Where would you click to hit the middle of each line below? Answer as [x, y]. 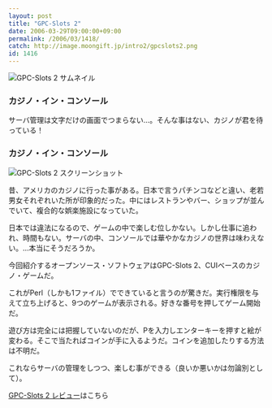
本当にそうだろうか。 [64, 248]
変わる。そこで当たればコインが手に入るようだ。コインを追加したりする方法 [136, 340]
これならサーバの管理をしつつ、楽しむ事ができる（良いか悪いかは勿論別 [129, 367]
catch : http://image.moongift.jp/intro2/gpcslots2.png [103, 46]
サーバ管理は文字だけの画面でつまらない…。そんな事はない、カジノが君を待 [136, 120]
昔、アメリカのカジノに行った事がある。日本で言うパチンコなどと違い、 [129, 190]
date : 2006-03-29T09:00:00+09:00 [65, 31]
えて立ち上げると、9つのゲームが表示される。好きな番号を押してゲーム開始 [135, 302]
